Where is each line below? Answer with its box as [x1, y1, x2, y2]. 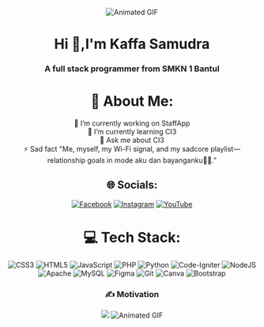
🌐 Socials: [106, 179, 158, 192]
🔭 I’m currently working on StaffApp [74, 118, 190, 128]
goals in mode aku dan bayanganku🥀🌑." [87, 156, 217, 165]
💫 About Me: [90, 92, 174, 111]
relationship [47, 156, 86, 165]
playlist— [209, 145, 241, 154]
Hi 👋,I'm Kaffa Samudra [54, 36, 210, 53]
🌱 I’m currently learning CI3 [87, 127, 177, 137]
